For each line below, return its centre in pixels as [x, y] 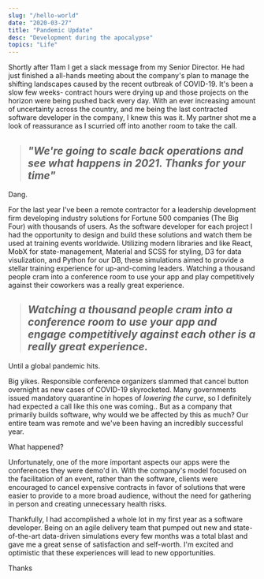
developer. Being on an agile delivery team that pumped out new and [120, 527]
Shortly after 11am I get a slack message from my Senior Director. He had [126, 67]
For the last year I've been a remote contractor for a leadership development [132, 209]
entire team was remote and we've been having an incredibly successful [126, 423]
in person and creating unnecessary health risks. [87, 504]
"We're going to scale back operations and [136, 151]
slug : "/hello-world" [44, 15]
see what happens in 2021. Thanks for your [136, 163]
